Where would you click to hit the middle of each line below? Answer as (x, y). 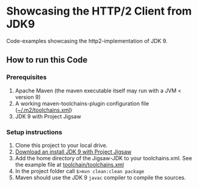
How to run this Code (47, 60)
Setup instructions (34, 132)
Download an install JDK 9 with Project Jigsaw (73, 151)
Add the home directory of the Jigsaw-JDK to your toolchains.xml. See (104, 158)
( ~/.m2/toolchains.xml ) (43, 110)
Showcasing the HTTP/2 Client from (99, 11)
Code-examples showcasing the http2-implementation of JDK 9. (87, 41)
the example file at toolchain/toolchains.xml (70, 165)
